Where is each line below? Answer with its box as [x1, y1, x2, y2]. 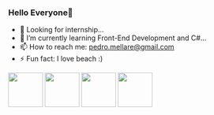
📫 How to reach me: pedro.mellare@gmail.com [19, 43, 175, 52]
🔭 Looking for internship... [19, 25, 104, 35]
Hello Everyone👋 [8, 7, 73, 18]
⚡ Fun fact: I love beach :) [19, 54, 103, 64]
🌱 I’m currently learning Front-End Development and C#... [19, 33, 207, 43]
